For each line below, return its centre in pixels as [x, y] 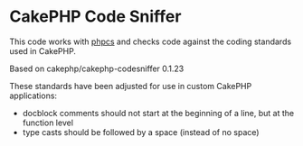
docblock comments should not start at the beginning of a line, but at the [158, 113]
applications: [33, 96]
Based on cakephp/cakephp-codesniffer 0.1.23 [97, 68]
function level [48, 123]
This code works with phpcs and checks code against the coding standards [151, 41]
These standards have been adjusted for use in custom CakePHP [131, 86]
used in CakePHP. [43, 50]
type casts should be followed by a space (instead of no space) [141, 132]
